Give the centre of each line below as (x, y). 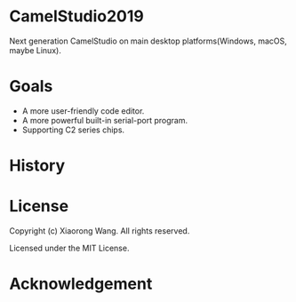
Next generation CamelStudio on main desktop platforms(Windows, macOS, (148, 41)
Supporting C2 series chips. (73, 130)
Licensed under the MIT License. (69, 248)
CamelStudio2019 (76, 16)
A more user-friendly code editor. (83, 111)
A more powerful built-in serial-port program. (105, 120)
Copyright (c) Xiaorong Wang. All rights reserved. (100, 231)
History (37, 166)
